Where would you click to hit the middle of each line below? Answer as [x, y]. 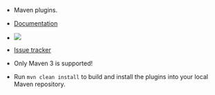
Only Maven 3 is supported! [53, 63]
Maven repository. [39, 84]
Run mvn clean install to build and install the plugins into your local [111, 77]
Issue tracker [32, 50]
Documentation [36, 23]
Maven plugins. [35, 10]
